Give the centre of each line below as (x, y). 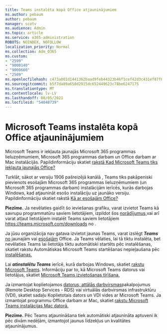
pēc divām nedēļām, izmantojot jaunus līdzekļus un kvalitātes (68, 321)
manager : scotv (21, 24)
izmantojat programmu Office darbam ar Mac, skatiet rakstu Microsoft (77, 301)
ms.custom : (16, 56)
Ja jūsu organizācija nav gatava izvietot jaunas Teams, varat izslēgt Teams (82, 234)
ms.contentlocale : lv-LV (31, 93)
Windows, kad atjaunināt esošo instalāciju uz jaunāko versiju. (68, 193)
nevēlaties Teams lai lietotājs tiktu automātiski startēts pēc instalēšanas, (79, 244)
